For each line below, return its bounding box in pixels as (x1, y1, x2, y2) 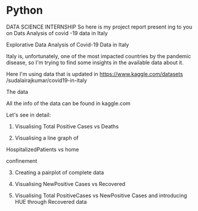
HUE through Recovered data (14, 198, 87, 205)
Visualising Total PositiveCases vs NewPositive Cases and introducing (14, 191, 187, 199)
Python (6, 4, 43, 17)
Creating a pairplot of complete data (14, 169, 104, 176)
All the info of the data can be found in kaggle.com (6, 99, 131, 107)
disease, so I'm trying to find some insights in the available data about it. (6, 59, 184, 66)
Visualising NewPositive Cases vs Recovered (14, 180, 126, 187)
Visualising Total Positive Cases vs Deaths (14, 122, 119, 130)
